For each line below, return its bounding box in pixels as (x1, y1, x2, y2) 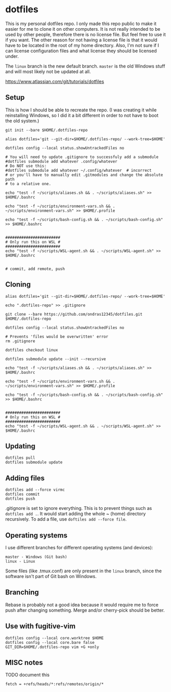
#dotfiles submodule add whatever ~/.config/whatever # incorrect (5, 168, 152, 173)
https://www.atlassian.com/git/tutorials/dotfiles (5, 78, 105, 84)
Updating (5, 441, 36, 451)
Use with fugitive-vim (5, 622, 76, 631)
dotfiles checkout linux (5, 347, 58, 352)
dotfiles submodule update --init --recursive (5, 356, 106, 362)
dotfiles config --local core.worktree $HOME (5, 635, 104, 640)
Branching (5, 588, 39, 597)
